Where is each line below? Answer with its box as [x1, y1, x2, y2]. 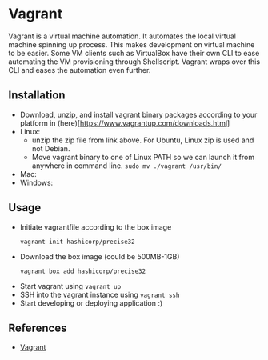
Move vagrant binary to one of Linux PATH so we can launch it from [31, 152, 254, 162]
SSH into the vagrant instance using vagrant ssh [19, 290, 180, 299]
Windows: [19, 178, 54, 187]
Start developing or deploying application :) [19, 298, 163, 308]
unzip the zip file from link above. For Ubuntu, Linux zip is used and [31, 135, 254, 145]
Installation [8, 89, 66, 102]
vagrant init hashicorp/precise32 [19, 238, 135, 246]
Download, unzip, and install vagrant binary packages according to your [19, 110, 258, 119]
